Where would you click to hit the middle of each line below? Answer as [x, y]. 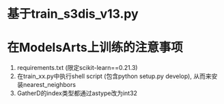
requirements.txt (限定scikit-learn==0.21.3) [77, 68]
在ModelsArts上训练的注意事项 [95, 48]
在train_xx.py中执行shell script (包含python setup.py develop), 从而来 [114, 76]
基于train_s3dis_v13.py [73, 14]
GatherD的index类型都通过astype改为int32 [77, 93]
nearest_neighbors [50, 85]
